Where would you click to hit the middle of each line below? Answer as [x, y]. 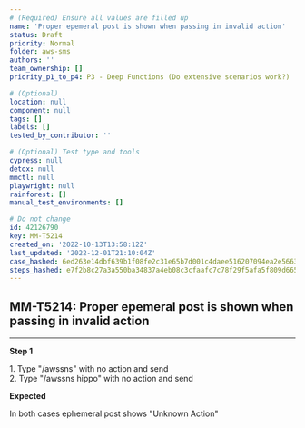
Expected [28, 396]
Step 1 [21, 352]
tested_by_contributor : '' [60, 136]
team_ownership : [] [46, 69]
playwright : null [42, 186]
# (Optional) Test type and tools [75, 152]
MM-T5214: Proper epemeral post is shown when [152, 307]
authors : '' [32, 60]
